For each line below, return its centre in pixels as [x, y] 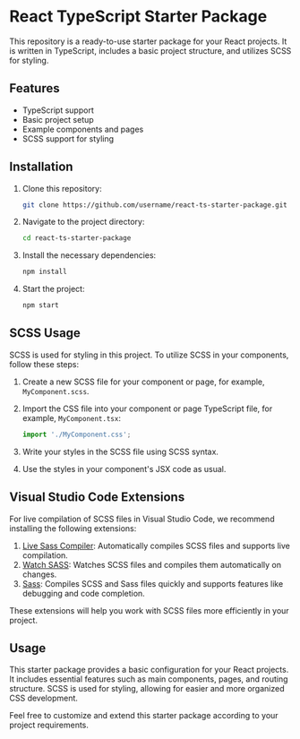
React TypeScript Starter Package [138, 17]
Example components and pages [83, 129]
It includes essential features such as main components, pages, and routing [149, 679]
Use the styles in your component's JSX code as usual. [124, 468]
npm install [44, 272]
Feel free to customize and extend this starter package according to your [144, 716]
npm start [41, 305]
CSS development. [44, 698]
